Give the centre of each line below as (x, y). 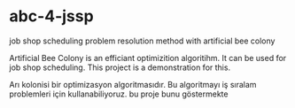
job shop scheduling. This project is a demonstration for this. (120, 67)
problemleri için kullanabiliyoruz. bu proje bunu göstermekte (119, 94)
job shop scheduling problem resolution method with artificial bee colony (142, 41)
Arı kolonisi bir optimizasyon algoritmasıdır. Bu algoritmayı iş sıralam (133, 84)
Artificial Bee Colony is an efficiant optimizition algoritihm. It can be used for (148, 58)
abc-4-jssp (52, 16)
